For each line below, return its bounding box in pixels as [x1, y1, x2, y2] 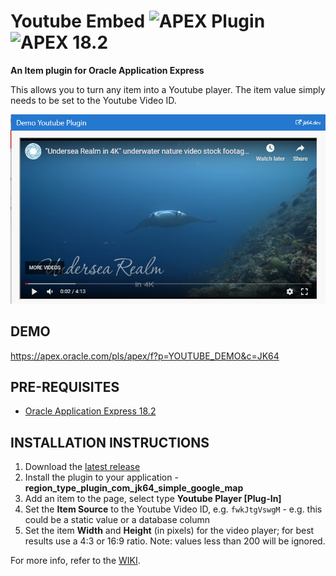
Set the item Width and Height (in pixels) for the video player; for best [24, 525, 315, 537]
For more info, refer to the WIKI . [10, 555, 141, 567]
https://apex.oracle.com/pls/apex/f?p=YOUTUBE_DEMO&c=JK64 [10, 350, 280, 362]
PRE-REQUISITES [10, 379, 120, 396]
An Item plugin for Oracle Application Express [10, 64, 205, 76]
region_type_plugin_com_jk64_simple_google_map [24, 482, 244, 494]
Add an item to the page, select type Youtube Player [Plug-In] [24, 493, 282, 505]
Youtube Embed [10, 10, 146, 33]
